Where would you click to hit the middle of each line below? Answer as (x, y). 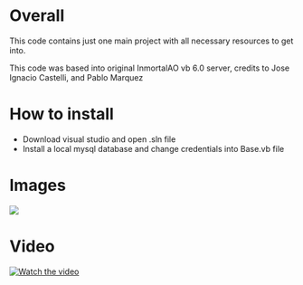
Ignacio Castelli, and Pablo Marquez (76, 77)
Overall (37, 16)
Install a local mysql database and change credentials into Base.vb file (153, 148)
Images (38, 185)
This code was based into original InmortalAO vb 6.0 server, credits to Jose (150, 68)
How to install (62, 114)
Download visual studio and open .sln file (99, 139)
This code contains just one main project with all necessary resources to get (151, 41)
